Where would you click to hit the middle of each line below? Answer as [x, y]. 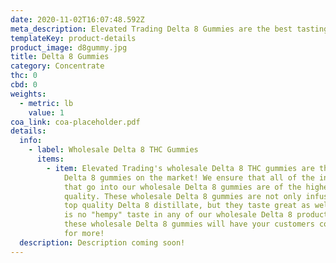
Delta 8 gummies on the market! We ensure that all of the [189, 177]
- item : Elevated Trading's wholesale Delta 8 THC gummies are [180, 168]
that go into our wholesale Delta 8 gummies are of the [182, 187]
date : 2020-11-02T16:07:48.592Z [77, 19]
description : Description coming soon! [102, 242]
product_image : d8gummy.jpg [69, 47]
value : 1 [46, 112]
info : [31, 141]
